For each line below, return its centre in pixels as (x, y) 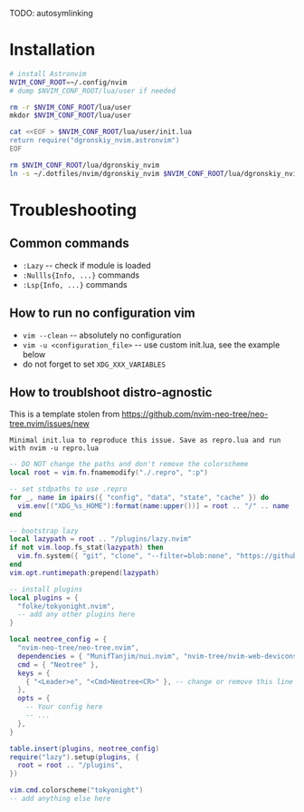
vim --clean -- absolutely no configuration (102, 335)
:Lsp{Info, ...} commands (75, 284)
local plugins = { (44, 598)
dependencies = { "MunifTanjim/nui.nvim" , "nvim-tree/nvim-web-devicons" (159, 656)
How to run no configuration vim (103, 313)
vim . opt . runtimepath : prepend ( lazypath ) (85, 572)
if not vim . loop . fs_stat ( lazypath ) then (87, 548)
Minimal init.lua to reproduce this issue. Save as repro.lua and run (145, 440)
